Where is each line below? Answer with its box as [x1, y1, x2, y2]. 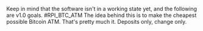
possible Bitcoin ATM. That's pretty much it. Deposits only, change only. [6, 18, 187, 25]
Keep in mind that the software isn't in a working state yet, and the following [6, 5, 197, 12]
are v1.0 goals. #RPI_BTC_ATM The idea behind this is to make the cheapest [6, 12, 197, 19]
